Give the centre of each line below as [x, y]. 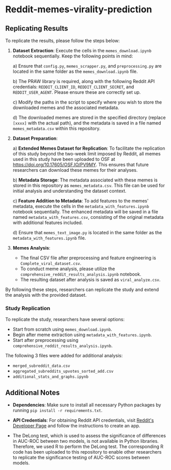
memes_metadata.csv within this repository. [57, 128]
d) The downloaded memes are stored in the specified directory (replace [89, 117]
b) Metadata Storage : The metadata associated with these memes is [85, 180]
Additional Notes [33, 392]
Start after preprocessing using [45, 340]
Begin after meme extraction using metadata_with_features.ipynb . [82, 335]
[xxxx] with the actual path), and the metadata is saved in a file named [87, 123]
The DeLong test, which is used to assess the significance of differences [89, 436]
